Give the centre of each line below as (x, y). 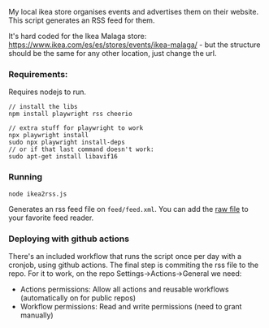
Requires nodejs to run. (48, 92)
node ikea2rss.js (38, 194)
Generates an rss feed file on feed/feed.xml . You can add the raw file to (129, 209)
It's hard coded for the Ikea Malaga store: (78, 36)
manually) (37, 315)
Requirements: (38, 74)
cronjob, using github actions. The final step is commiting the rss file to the (133, 265)
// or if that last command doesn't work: (81, 149)
